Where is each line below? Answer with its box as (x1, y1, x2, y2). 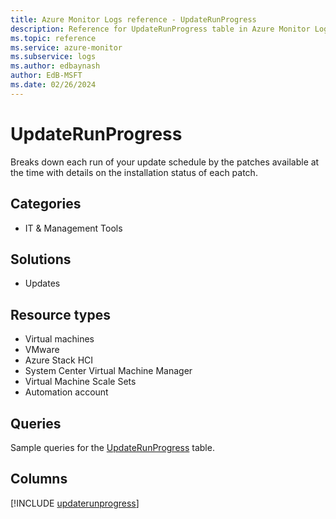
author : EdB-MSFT (10, 71, 83, 81)
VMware (24, 344, 60, 356)
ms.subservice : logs (10, 52, 97, 62)
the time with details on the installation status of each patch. (10, 166, 258, 178)
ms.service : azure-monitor (10, 42, 123, 53)
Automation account (24, 386, 109, 398)
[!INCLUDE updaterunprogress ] (10, 497, 140, 509)
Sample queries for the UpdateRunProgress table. (10, 441, 215, 453)
